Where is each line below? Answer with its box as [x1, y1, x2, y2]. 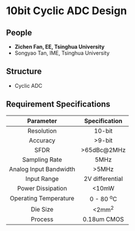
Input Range [25, 174, 59, 183]
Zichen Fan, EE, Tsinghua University [14, 43, 104, 50]
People [6, 28, 32, 38]
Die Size [31, 205, 54, 213]
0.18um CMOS [82, 215, 124, 223]
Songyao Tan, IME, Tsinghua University [14, 49, 110, 57]
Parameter [27, 117, 58, 125]
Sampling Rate [22, 155, 62, 163]
